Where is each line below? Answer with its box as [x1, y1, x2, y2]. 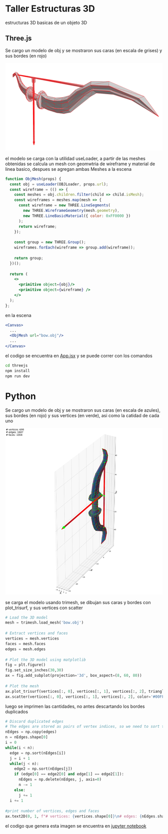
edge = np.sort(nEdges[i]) [9, 750, 66, 755]
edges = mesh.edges [5, 647, 46, 652]
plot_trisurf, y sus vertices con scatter [5, 605, 83, 611]
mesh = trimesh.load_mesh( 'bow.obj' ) [5, 620, 84, 625]
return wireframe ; [18, 224, 57, 229]
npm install [5, 368, 30, 373]
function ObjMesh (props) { [5, 176, 61, 181]
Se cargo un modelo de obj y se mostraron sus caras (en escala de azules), [5, 407, 161, 413]
